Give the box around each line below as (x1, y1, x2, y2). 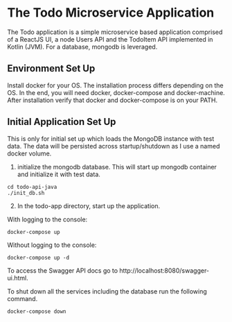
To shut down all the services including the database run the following (7, 287, 208, 296)
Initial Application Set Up (7, 116, 116, 128)
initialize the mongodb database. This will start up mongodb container (17, 162, 217, 171)
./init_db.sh (7, 189, 45, 196)
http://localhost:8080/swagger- (119, 266, 210, 275)
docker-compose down (7, 307, 67, 315)
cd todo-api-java (7, 183, 57, 190)
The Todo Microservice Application (7, 5, 215, 21)
